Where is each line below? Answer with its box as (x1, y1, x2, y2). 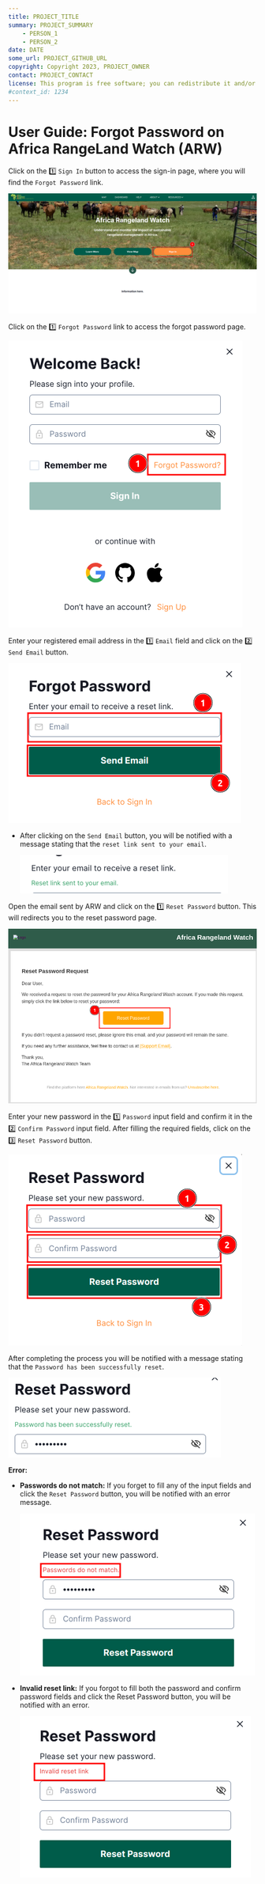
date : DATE (8, 46, 44, 55)
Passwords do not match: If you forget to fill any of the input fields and (19, 1480, 252, 1490)
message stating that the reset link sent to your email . (19, 840, 207, 849)
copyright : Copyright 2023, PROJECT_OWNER (8, 63, 150, 71)
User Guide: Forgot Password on (8, 123, 225, 141)
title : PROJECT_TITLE (8, 13, 80, 21)
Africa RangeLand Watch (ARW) (8, 139, 223, 157)
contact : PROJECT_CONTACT (8, 71, 93, 79)
